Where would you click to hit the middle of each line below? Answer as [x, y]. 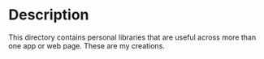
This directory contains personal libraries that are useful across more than [132, 37]
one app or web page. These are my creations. [87, 45]
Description [49, 15]
